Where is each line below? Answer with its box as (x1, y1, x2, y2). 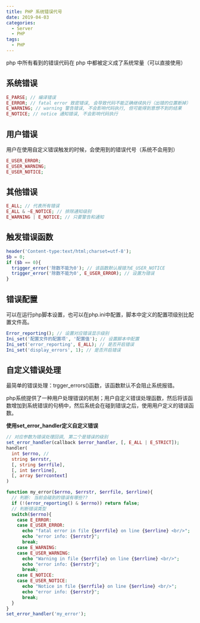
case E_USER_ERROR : (17, 522, 65, 528)
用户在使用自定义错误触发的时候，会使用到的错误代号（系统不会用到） (6, 146, 179, 153)
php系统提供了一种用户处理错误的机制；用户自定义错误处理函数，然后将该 (6, 395, 188, 402)
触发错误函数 (6, 232, 54, 242)
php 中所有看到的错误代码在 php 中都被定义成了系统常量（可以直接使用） (6, 59, 186, 66)
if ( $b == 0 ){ (6, 259, 42, 265)
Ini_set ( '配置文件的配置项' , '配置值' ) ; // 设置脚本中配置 (6, 336, 140, 342)
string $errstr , (11, 456, 52, 462)
